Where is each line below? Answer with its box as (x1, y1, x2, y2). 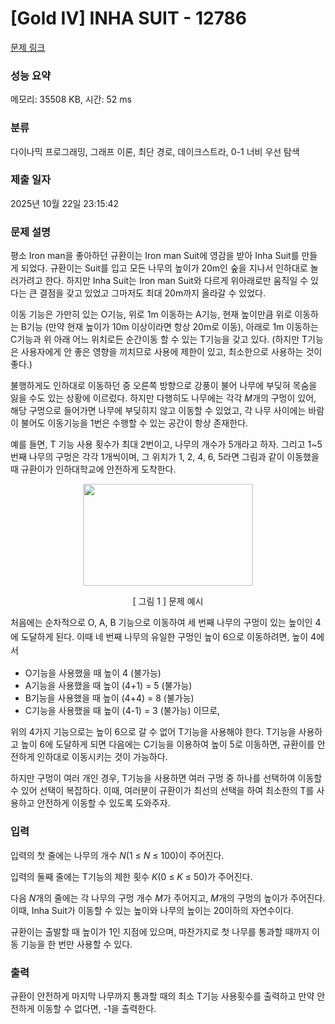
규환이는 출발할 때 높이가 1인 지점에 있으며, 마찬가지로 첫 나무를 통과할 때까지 (10, 925, 310, 937)
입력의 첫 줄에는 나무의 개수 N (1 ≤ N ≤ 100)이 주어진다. (10, 849, 225, 861)
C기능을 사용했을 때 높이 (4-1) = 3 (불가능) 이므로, (24, 705, 221, 717)
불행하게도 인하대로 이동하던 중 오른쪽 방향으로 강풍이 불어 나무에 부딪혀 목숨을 (10, 380, 318, 392)
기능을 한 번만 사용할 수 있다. (20, 938, 133, 950)
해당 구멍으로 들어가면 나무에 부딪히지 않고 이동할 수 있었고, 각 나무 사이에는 (10, 405, 307, 417)
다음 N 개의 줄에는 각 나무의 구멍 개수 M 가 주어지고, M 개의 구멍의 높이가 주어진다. (10, 892, 326, 904)
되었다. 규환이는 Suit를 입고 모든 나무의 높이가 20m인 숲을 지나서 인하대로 (20, 262, 308, 274)
